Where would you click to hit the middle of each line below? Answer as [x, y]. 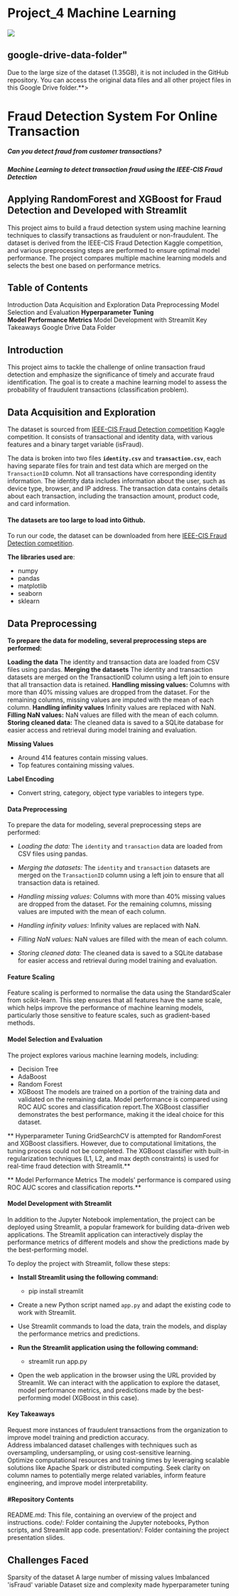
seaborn [30, 594]
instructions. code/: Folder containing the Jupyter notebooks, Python [108, 1523]
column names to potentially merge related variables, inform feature [107, 1476]
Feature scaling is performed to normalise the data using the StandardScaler [119, 993]
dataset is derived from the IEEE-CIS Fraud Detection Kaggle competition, [115, 243]
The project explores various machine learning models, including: [103, 1055]
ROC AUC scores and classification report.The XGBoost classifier [113, 1107]
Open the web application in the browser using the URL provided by [117, 1375]
